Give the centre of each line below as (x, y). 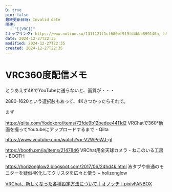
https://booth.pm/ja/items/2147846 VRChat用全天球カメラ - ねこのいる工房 (84, 150)
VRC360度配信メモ (46, 75)
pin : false (17, 15)
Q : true (14, 10)
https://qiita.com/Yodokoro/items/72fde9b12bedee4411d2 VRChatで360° (82, 123)
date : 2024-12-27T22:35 (31, 39)
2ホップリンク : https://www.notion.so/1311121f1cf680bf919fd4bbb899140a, (83, 34)
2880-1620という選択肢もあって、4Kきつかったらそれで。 (67, 101)
